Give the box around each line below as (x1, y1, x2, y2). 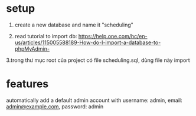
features (6, 77, 49, 91)
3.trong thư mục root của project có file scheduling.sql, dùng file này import (6, 57, 190, 64)
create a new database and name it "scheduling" (14, 21, 134, 28)
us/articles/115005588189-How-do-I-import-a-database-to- (14, 39, 161, 46)
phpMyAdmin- (14, 45, 50, 52)
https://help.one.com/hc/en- (78, 32, 148, 39)
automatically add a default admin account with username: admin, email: (6, 97, 182, 104)
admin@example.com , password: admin (6, 102, 104, 110)
